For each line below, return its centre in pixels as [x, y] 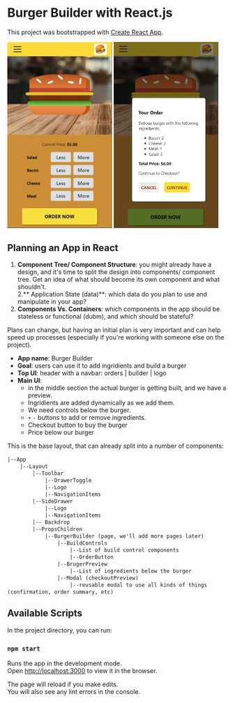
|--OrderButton [91, 557]
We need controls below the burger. [79, 410]
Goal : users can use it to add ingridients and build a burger [102, 366]
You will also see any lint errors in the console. [74, 692]
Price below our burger [61, 432]
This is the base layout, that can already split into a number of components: [115, 446]
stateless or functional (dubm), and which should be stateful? [105, 317]
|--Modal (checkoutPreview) [98, 578]
